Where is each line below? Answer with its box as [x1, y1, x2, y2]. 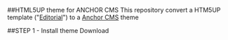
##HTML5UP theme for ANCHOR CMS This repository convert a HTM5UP [7, 6, 221, 14]
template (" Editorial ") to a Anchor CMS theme [7, 13, 139, 21]
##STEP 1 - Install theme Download [7, 27, 109, 34]
